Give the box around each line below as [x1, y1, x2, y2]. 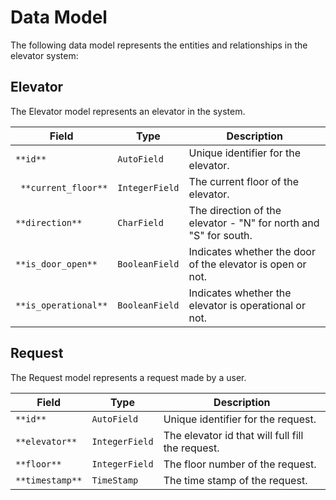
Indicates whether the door [188, 244, 316, 258]
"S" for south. [188, 228, 253, 242]
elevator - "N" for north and [188, 216, 320, 230]
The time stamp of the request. [163, 473, 308, 487]
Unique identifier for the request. [163, 412, 317, 426]
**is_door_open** [15, 258, 98, 270]
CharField [117, 217, 164, 228]
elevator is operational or [188, 298, 306, 312]
